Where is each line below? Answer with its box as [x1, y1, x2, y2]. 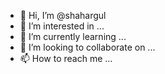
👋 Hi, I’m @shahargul [19, 10, 107, 21]
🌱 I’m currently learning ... [19, 31, 127, 42]
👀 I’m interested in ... [19, 20, 105, 32]
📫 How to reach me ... [19, 53, 113, 64]
